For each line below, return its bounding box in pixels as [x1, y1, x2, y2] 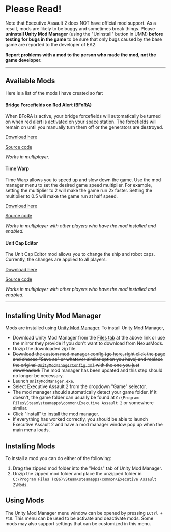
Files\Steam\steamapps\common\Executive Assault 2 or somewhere [12, 400, 154, 406]
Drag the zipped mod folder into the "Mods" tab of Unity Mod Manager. [12, 465, 163, 471]
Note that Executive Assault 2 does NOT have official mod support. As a [5, 20, 156, 26]
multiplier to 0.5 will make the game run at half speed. [5, 193, 118, 199]
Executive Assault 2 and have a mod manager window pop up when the [12, 422, 163, 428]
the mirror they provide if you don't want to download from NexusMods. [12, 340, 164, 346]
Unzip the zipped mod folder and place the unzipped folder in [12, 470, 142, 476]
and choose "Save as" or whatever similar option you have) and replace [12, 356, 163, 362]
